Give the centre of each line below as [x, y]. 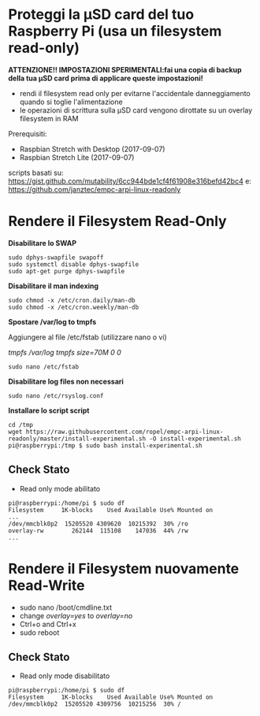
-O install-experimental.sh [195, 439]
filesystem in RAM [49, 118]
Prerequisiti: [28, 134]
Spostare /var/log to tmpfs [52, 321]
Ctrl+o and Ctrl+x [48, 624]
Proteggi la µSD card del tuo [101, 15]
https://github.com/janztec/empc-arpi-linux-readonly [95, 189]
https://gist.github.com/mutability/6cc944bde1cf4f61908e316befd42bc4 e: [130, 181]
